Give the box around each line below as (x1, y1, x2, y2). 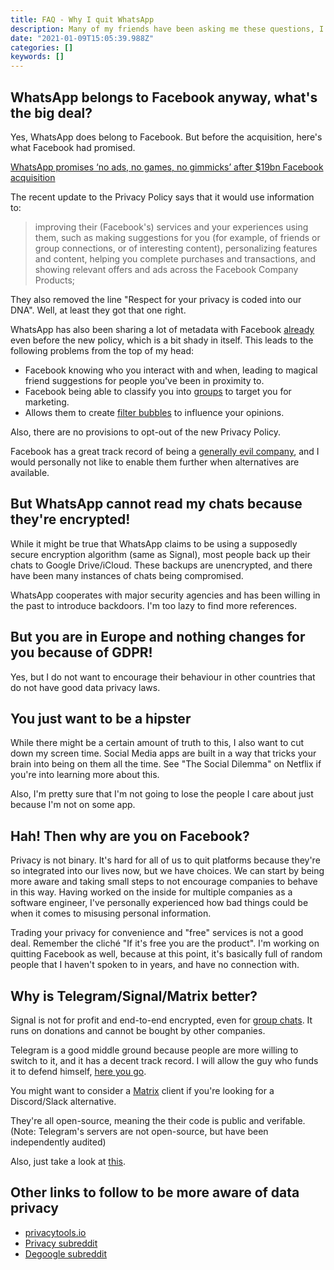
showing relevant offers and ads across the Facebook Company (34, 263, 299, 275)
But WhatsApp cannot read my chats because (10, 496, 303, 513)
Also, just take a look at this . (10, 1156, 127, 1167)
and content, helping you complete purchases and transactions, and (34, 252, 317, 265)
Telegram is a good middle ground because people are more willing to (10, 1044, 299, 1056)
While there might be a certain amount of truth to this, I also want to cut (10, 737, 305, 749)
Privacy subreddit (24, 1237, 98, 1249)
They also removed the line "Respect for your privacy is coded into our (10, 293, 302, 305)
